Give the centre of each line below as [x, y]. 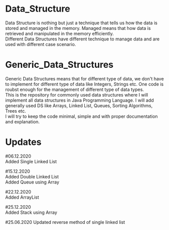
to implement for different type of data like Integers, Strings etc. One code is [84, 84]
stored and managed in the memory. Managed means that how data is [78, 28]
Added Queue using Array [32, 182]
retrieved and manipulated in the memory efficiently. [60, 33]
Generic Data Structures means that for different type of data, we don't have [84, 78]
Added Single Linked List [31, 161]
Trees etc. [16, 111]
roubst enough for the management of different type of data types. [75, 89]
